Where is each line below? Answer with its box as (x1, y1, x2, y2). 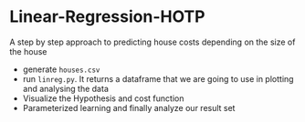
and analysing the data (22, 83, 110, 94)
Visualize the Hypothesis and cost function (22, 93, 184, 104)
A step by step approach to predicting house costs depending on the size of (9, 36, 296, 47)
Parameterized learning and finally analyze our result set (22, 102, 236, 113)
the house (9, 46, 47, 56)
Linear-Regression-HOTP (9, 6, 205, 27)
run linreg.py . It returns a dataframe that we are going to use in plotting (22, 73, 294, 84)
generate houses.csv (22, 64, 100, 75)
